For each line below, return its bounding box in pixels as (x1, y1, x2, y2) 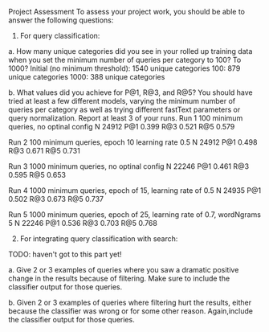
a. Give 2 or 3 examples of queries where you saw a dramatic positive (8, 265, 239, 274)
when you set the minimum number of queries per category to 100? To (8, 55, 242, 64)
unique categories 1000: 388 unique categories (8, 72, 165, 81)
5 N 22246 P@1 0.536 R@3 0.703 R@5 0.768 (8, 219, 158, 227)
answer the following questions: (8, 15, 114, 25)
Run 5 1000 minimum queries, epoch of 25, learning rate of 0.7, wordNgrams (8, 210, 261, 219)
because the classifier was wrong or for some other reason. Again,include (8, 306, 253, 316)
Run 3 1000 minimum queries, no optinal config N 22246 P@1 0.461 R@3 (8, 162, 250, 171)
